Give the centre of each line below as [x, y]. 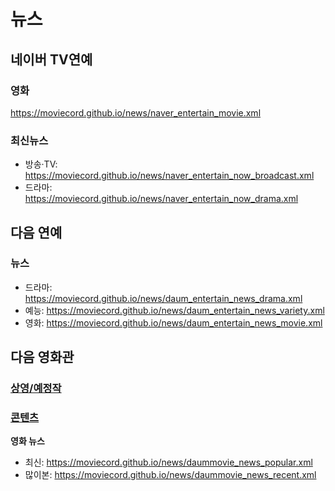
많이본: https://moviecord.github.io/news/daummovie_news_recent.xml [170, 475]
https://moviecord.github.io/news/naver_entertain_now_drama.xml [161, 199]
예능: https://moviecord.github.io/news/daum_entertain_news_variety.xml [174, 310]
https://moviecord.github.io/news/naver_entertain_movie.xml [136, 112]
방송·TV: [41, 164]
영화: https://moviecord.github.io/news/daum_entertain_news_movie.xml [173, 322]
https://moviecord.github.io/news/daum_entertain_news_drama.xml [163, 298]
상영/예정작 [36, 388]
